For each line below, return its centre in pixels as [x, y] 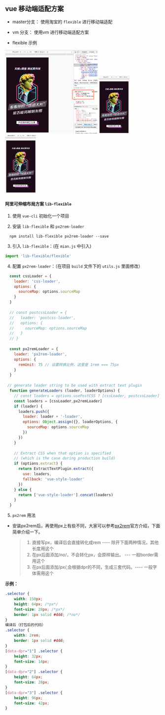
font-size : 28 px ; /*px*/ [39, 609]
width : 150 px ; [28, 599]
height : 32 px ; [28, 656]
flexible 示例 [25, 42]
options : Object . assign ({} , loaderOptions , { [70, 422]
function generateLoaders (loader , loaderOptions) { [65, 391]
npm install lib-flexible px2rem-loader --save [59, 236]
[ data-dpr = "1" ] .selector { [34, 651]
